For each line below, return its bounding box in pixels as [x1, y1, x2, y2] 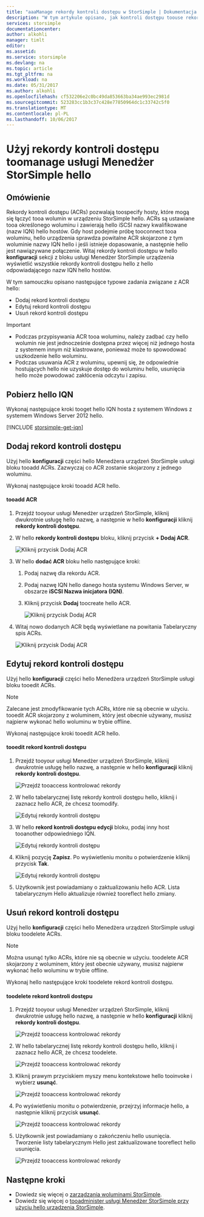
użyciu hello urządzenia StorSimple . [15, 1204, 105, 1211]
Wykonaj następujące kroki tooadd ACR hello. [6, 482, 120, 489]
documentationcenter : [6, 26, 61, 32]
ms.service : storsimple [6, 54, 67, 60]
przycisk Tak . [15, 860, 49, 868]
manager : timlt [6, 37, 45, 43]
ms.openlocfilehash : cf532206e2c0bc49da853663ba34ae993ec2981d [6, 94, 170, 100]
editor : [6, 43, 26, 49]
